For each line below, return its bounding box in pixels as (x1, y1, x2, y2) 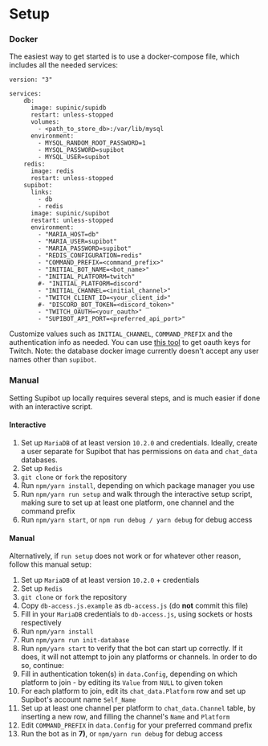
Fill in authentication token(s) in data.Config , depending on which (20, 669, 238, 679)
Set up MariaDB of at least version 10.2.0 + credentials (20, 576, 200, 585)
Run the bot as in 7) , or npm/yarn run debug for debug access (20, 729, 223, 739)
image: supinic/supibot (30, 210, 111, 218)
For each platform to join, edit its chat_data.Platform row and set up (20, 687, 246, 696)
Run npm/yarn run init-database (20, 635, 130, 645)
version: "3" (9, 76, 53, 84)
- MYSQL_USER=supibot (38, 154, 111, 162)
